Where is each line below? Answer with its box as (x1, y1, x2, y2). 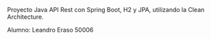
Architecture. (7, 13, 45, 21)
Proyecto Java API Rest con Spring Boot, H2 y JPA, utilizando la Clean (7, 6, 205, 13)
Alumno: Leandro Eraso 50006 (7, 26, 94, 34)
